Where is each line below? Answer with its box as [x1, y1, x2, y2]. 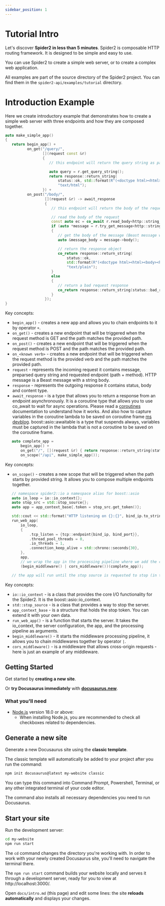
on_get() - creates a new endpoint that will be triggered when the [12, 330, 145, 336]
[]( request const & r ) [42, 151, 87, 156]
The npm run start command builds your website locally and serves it [5, 870, 146, 876]
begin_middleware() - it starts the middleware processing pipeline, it [12, 633, 150, 639]
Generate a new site [5, 734, 68, 742]
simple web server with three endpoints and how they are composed [5, 118, 144, 124]
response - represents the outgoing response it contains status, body [12, 382, 152, 389]
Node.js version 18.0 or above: [12, 709, 74, 715]
